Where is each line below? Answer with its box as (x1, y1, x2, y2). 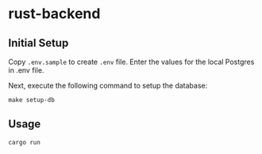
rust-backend (8, 5, 101, 23)
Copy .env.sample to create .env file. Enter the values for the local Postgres (8, 57, 255, 66)
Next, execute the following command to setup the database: (8, 81, 208, 90)
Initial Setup (8, 36, 69, 50)
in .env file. (8, 66, 44, 75)
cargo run (8, 138, 41, 146)
